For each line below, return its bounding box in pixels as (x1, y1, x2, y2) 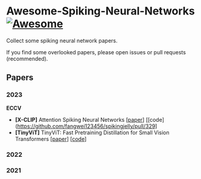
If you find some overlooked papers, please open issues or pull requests (6, 48, 186, 55)
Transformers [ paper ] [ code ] (14, 135, 87, 142)
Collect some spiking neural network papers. (6, 37, 118, 44)
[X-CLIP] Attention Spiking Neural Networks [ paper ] (14, 116, 145, 123)
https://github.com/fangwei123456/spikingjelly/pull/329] (17, 122, 158, 130)
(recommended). (6, 55, 48, 62)
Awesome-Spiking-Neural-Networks (6, 4, 195, 18)
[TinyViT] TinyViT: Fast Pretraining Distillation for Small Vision (14, 128, 170, 136)
